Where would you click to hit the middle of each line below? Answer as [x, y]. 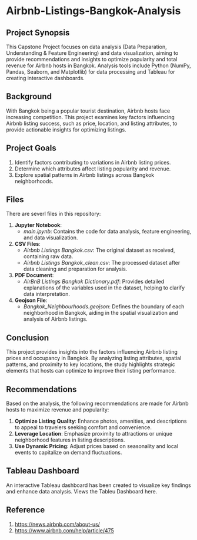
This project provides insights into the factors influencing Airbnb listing [92, 352]
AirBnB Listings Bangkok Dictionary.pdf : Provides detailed [94, 282]
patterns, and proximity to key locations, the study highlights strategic [91, 364]
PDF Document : [34, 275]
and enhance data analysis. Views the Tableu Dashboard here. [82, 491]
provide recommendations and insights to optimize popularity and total [92, 59]
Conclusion [28, 337]
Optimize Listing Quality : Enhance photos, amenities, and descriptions [101, 421]
